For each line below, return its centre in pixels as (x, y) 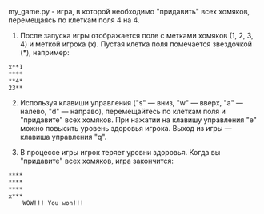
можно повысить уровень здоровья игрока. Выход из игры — (126, 128)
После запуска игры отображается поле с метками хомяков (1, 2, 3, (136, 36)
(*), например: (44, 52)
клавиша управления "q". (63, 137)
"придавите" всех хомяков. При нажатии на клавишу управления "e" (138, 120)
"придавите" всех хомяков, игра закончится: (97, 160)
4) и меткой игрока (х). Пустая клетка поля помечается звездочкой (136, 44)
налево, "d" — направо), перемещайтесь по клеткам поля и (123, 111)
